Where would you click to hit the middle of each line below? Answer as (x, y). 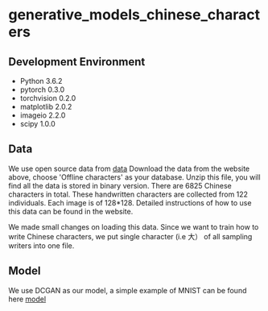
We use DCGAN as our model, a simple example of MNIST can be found (128, 290)
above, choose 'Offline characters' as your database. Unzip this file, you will (134, 177)
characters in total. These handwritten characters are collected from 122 (128, 194)
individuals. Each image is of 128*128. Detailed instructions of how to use (130, 202)
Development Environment (77, 62)
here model (27, 299)
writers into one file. (41, 245)
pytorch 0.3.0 (42, 89)
